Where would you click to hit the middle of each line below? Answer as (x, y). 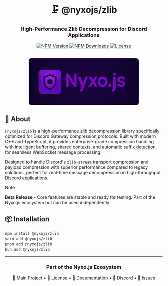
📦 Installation (27, 219)
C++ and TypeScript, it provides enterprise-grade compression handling (80, 142)
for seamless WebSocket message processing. (53, 152)
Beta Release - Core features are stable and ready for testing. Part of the (80, 197)
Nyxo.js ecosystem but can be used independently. (58, 203)
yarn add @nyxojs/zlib (29, 239)
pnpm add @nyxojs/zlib (29, 244)
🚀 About (18, 119)
